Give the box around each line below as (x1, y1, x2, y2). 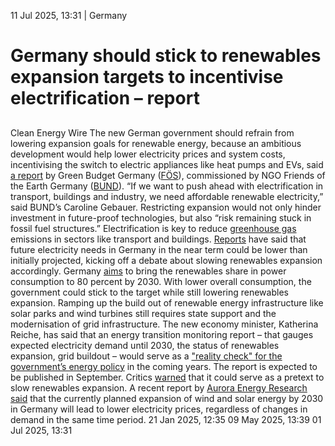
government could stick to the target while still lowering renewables (10, 286, 289, 298)
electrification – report (10, 87, 200, 110)
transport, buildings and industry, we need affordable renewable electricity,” (10, 190, 324, 202)
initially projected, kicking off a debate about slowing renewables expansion (10, 254, 323, 266)
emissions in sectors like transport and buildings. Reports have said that (10, 233, 307, 245)
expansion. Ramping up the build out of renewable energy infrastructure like (10, 296, 324, 309)
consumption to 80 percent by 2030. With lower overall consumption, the (10, 275, 312, 287)
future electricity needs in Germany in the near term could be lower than (10, 243, 308, 255)
